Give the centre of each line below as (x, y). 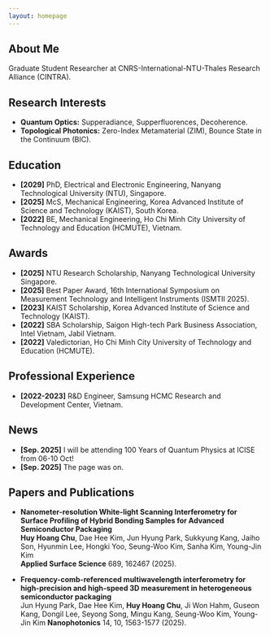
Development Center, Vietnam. (72, 404)
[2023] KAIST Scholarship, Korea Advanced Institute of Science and (135, 307)
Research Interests (57, 102)
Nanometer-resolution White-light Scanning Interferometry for (128, 512)
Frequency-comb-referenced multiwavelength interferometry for (133, 580)
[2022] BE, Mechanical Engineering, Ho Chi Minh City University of (133, 220)
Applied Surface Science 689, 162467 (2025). (98, 564)
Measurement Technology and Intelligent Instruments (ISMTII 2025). (135, 298)
